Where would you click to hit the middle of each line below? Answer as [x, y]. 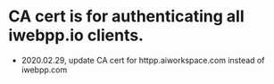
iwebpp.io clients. [76, 35]
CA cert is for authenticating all [126, 17]
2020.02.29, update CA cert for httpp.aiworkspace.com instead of [143, 60]
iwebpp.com [44, 70]
